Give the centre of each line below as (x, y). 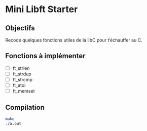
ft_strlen (21, 68)
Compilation (25, 107)
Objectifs (20, 28)
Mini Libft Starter (42, 9)
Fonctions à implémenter (45, 56)
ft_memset (24, 91)
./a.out (13, 123)
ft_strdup (22, 74)
